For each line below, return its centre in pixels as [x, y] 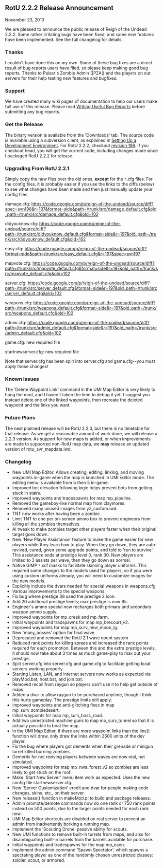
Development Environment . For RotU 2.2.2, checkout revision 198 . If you [77, 145]
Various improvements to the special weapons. [59, 591]
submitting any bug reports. [33, 112]
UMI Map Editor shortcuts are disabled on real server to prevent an [79, 819]
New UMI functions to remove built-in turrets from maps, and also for [81, 834]
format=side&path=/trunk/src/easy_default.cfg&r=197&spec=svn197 [73, 254]
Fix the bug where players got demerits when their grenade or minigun [82, 746]
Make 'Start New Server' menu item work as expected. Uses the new [81, 777]
